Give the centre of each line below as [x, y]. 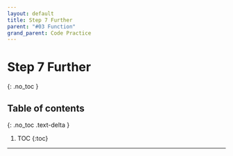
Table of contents [46, 108]
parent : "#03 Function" [42, 26]
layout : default [31, 14]
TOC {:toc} [33, 138]
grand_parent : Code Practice [49, 33]
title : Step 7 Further [40, 20]
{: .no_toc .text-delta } [38, 125]
